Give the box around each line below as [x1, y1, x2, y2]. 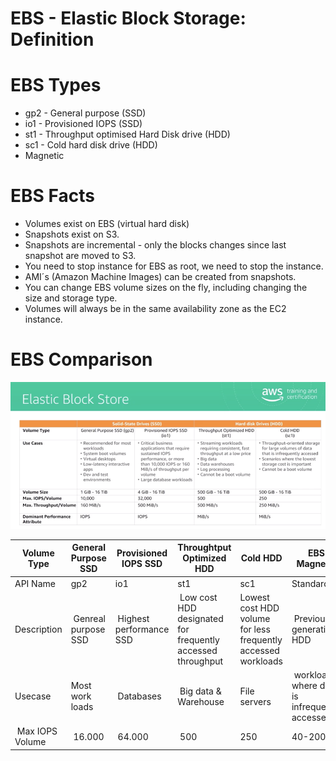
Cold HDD [240, 552, 283, 564]
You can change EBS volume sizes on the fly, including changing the [24, 282, 308, 294]
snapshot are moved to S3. [24, 250, 137, 262]
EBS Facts [10, 185, 95, 207]
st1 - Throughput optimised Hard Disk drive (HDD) [24, 128, 231, 141]
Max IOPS [16, 725, 58, 737]
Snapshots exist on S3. [24, 228, 120, 241]
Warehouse [177, 695, 225, 707]
